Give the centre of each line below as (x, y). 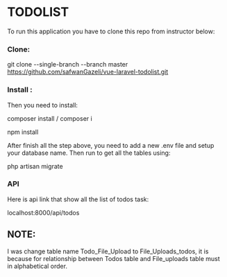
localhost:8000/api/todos (43, 212)
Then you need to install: (43, 105)
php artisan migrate (35, 166)
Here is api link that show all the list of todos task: (78, 199)
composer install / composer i (50, 118)
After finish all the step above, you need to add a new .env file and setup (111, 145)
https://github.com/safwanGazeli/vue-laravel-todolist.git (88, 72)
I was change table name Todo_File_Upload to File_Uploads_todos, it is (108, 251)
